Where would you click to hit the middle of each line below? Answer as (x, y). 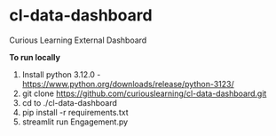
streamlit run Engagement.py (75, 122)
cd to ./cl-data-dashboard (70, 102)
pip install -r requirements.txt (75, 112)
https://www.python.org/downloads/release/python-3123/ (128, 84)
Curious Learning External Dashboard (78, 40)
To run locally (35, 57)
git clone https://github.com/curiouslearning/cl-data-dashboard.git (144, 93)
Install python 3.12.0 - (61, 74)
